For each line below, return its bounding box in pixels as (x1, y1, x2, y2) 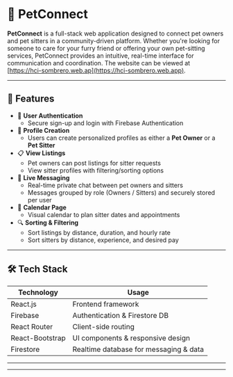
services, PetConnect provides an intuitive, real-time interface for (7, 51, 194, 60)
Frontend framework (72, 299, 139, 309)
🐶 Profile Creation (17, 126, 70, 134)
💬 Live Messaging (17, 173, 70, 182)
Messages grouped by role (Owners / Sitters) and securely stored (27, 188, 216, 197)
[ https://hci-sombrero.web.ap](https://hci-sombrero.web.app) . (7, 66, 186, 74)
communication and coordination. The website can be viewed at (7, 58, 191, 67)
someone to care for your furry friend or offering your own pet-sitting (7, 44, 206, 52)
